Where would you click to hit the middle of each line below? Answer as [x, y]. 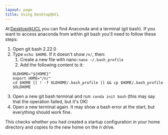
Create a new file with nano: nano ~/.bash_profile [72, 59]
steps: [12, 39]
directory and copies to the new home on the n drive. [60, 127]
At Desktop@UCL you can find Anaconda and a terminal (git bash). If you [80, 28]
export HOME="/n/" [32, 78]
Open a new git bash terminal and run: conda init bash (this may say [84, 96]
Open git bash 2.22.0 [34, 49]
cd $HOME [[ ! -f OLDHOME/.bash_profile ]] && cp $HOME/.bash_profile [88, 83]
